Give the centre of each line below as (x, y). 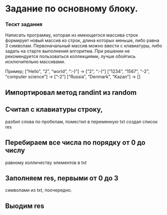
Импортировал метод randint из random (71, 92)
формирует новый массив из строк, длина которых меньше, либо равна (82, 40)
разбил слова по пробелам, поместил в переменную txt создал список (82, 121)
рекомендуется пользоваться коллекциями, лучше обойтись (71, 56)
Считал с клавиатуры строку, (54, 110)
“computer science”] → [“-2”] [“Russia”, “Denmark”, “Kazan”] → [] (73, 77)
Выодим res (25, 206)
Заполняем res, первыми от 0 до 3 (62, 178)
